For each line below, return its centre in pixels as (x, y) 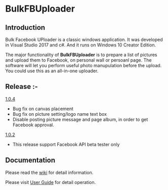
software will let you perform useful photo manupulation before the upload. (83, 65)
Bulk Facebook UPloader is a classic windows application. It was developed (84, 39)
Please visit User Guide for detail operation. (51, 182)
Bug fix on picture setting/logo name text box (60, 114)
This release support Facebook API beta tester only (66, 144)
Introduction (25, 28)
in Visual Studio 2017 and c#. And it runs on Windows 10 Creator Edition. (81, 45)
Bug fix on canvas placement (43, 109)
